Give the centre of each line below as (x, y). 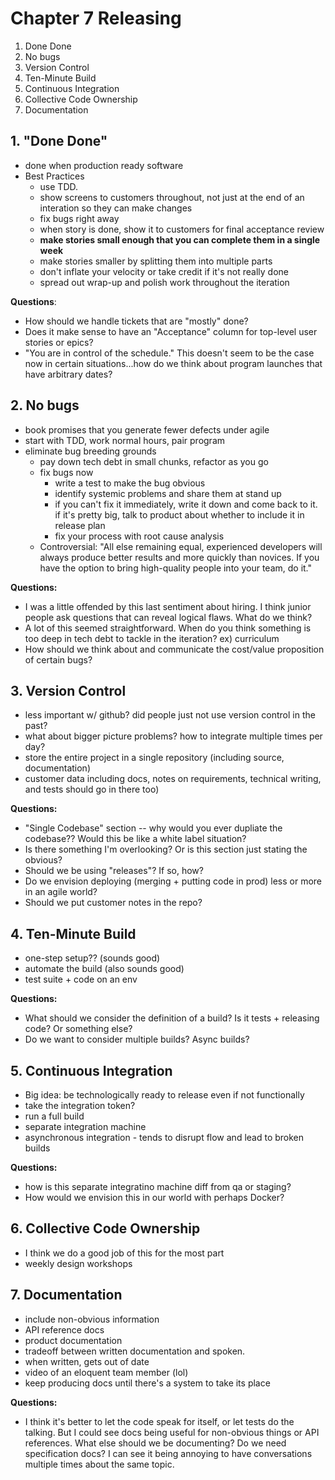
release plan (80, 525)
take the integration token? (80, 1105)
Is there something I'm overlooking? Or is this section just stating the (166, 849)
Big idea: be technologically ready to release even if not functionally (164, 1095)
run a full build (54, 1116)
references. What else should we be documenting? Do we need (155, 1443)
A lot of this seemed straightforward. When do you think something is (168, 628)
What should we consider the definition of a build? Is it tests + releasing (172, 1018)
